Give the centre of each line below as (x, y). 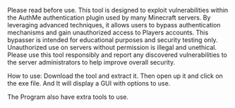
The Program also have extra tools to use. (68, 97)
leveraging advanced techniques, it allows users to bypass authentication (114, 25)
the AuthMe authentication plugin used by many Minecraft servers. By (109, 18)
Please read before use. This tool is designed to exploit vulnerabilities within (118, 10)
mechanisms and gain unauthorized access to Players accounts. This (108, 32)
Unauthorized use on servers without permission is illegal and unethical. (112, 47)
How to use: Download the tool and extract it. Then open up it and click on (115, 76)
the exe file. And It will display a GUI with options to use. (89, 83)
